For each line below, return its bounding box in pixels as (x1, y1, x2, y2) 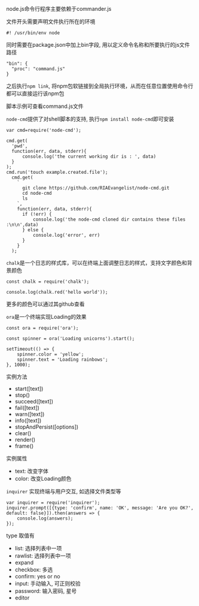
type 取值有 (6, 532, 35, 539)
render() (14, 436, 36, 443)
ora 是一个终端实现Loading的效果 (6, 313, 87, 320)
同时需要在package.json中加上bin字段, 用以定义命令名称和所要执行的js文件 (6, 41, 190, 48)
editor (14, 594, 30, 601)
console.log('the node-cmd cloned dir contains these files (32, 216, 186, 222)
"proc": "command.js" (11, 66, 66, 72)
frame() (14, 442, 34, 450)
